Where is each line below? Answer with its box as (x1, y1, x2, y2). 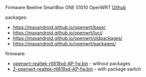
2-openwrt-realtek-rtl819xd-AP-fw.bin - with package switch (12, 66, 141, 72)
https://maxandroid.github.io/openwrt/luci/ (12, 30, 103, 35)
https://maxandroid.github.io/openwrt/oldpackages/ (12, 35, 123, 41)
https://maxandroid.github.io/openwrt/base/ (12, 24, 106, 30)
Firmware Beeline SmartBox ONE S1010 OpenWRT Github (5, 5, 127, 10)
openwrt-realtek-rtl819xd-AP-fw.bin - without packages (12, 61, 131, 66)
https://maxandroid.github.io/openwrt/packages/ (12, 41, 116, 47)
